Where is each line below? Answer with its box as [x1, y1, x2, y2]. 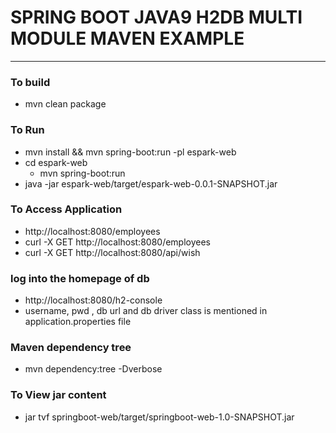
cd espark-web [24, 156, 88, 168]
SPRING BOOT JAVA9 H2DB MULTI [10, 6, 303, 29]
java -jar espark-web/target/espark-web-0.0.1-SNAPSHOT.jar [24, 177, 278, 190]
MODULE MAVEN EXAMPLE [10, 27, 245, 50]
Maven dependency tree [10, 341, 132, 355]
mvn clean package [24, 98, 107, 110]
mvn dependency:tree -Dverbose [24, 363, 163, 375]
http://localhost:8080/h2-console [24, 294, 163, 306]
